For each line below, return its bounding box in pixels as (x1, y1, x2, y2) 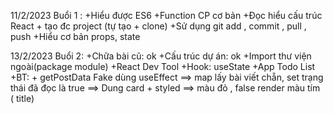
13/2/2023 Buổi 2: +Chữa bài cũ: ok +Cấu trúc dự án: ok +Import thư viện (10, 50, 312, 62)
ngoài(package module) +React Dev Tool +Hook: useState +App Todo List (10, 61, 316, 72)
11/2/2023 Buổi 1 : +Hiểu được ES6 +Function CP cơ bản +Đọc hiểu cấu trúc (10, 10, 323, 21)
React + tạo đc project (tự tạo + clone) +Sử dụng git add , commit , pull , (10, 20, 307, 32)
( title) (10, 93, 35, 104)
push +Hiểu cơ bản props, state (10, 31, 141, 42)
